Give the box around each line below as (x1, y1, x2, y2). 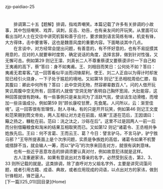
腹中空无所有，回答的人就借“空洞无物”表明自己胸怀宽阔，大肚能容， (17, 88, 154, 94)
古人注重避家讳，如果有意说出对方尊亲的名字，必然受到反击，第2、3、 (13, 155, 155, 160)
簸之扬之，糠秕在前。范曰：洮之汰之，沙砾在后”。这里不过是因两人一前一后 (5, 118, 156, 124)
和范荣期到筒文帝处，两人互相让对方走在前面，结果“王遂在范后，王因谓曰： (5, 112, 156, 118)
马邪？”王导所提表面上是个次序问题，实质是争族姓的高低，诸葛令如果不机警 (5, 137, 156, 142)
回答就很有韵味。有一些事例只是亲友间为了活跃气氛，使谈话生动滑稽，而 (9, 94, 154, 100)
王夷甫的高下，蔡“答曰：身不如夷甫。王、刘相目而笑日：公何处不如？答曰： (5, 64, 156, 70)
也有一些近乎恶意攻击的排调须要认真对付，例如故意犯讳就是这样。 (13, 149, 146, 155)
